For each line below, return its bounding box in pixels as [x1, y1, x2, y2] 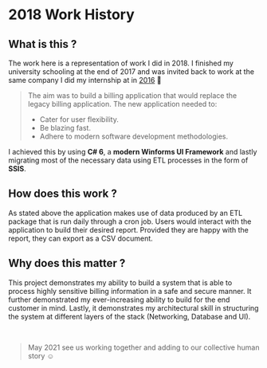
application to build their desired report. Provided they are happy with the [8, 225, 249, 234]
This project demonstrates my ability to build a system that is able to [8, 277, 233, 288]
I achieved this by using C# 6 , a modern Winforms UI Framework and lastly [8, 147, 257, 156]
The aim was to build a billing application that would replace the [27, 91, 238, 100]
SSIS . [8, 164, 26, 173]
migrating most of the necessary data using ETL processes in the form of [8, 155, 249, 165]
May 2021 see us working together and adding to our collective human [27, 343, 260, 352]
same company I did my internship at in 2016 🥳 [8, 76, 162, 84]
